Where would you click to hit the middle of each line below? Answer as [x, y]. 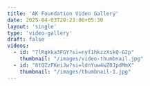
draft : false [26, 40]
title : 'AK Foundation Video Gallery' [63, 14]
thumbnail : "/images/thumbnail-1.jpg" [75, 71]
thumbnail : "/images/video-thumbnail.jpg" [82, 59]
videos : [18, 46]
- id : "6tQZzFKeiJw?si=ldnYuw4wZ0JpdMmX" [74, 65]
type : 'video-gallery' [40, 33]
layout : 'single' [32, 26]
